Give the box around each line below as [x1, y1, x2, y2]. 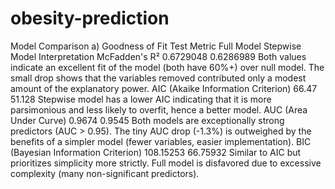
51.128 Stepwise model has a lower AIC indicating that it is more [10, 93, 272, 105]
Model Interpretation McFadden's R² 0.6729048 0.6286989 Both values [10, 50, 307, 62]
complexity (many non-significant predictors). [10, 167, 200, 179]
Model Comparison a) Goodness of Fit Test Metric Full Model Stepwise [10, 40, 302, 52]
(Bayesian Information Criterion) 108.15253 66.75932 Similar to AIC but [10, 146, 302, 158]
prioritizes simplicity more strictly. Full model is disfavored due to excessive [10, 157, 322, 169]
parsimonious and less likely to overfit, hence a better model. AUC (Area [10, 103, 308, 116]
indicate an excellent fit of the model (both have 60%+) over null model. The [10, 61, 325, 73]
